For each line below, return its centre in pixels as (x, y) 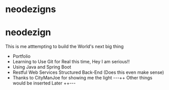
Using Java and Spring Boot (42, 67)
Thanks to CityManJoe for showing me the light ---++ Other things (82, 78)
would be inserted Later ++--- (44, 83)
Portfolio (22, 56)
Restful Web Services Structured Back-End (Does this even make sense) (88, 72)
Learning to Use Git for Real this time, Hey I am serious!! (71, 62)
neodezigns (31, 9)
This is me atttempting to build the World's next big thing (64, 47)
